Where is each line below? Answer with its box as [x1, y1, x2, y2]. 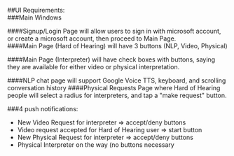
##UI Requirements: [7, 6, 65, 14]
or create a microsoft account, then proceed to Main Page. [7, 34, 177, 43]
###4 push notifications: [7, 105, 78, 113]
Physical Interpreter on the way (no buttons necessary [17, 141, 175, 149]
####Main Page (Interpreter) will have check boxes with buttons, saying [7, 55, 216, 64]
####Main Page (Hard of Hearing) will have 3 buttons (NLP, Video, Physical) [7, 42, 228, 50]
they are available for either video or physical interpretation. [7, 63, 180, 71]
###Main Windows [7, 13, 62, 22]
